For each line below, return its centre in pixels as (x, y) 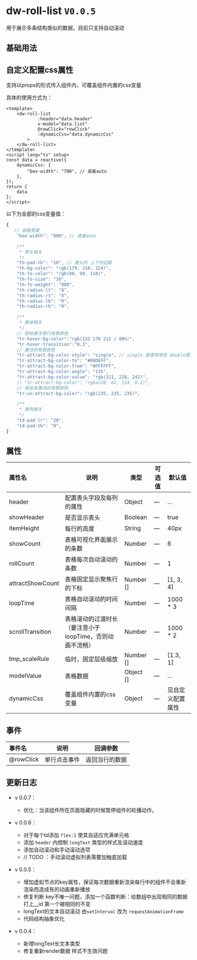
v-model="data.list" (62, 124)
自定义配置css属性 (40, 70)
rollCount (22, 563)
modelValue (26, 676)
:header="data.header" (65, 119)
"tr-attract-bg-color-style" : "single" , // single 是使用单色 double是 (103, 355)
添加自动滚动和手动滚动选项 (57, 850)
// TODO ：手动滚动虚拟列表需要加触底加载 (75, 857)
